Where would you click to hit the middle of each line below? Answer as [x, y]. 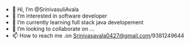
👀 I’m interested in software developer [59, 16]
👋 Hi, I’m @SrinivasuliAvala [45, 9]
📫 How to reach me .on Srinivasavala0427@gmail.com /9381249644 [98, 36]
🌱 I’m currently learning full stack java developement [78, 22]
